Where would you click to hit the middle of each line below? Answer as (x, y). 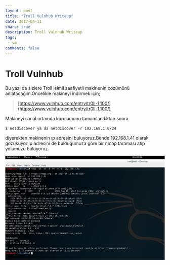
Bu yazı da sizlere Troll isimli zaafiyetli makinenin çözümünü (68, 88)
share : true (18, 27)
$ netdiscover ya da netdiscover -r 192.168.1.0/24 (61, 128)
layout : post (19, 11)
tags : (11, 38)
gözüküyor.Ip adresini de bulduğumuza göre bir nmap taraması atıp (75, 143)
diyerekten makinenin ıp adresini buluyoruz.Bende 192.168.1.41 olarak (77, 138)
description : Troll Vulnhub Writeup (44, 32)
